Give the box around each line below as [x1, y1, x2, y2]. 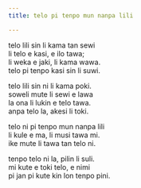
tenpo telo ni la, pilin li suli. [8, 154, 96, 163]
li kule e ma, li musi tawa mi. [8, 130, 100, 140]
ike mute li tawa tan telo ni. [8, 138, 96, 148]
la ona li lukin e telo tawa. [8, 98, 92, 107]
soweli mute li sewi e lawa [8, 89, 94, 99]
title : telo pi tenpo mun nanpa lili [8, 11, 134, 20]
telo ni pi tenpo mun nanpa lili [8, 121, 105, 131]
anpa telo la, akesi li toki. [8, 106, 89, 116]
